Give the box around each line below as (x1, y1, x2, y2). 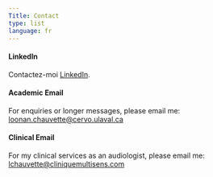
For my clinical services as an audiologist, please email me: (8, 150, 206, 160)
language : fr (8, 27, 52, 35)
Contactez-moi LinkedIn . (8, 69, 90, 79)
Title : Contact (8, 11, 60, 20)
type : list (8, 19, 45, 27)
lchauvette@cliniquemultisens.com (8, 158, 125, 169)
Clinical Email (8, 133, 55, 142)
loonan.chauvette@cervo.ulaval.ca (8, 114, 123, 124)
